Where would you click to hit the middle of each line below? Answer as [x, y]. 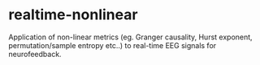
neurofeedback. [35, 54]
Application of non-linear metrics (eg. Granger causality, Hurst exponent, [131, 37]
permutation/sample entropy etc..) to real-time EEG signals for [113, 45]
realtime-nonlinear [73, 15]
